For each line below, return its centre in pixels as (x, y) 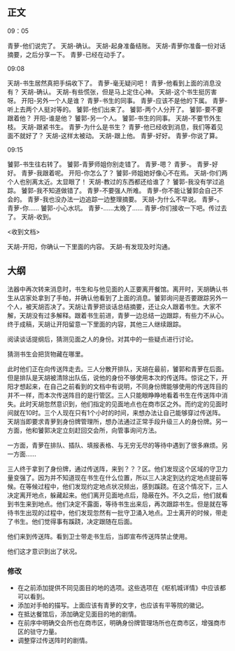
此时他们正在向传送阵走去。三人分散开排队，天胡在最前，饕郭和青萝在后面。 (117, 369)
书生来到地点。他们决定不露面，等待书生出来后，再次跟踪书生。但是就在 (117, 504)
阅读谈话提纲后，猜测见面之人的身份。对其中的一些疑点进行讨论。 (102, 339)
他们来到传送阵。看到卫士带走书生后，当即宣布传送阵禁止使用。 (99, 536)
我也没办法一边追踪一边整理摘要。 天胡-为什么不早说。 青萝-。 (133, 199)
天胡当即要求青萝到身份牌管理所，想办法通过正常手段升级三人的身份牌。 (111, 421)
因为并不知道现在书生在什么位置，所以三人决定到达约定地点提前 (129, 477)
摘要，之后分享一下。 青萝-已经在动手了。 (68, 54)
